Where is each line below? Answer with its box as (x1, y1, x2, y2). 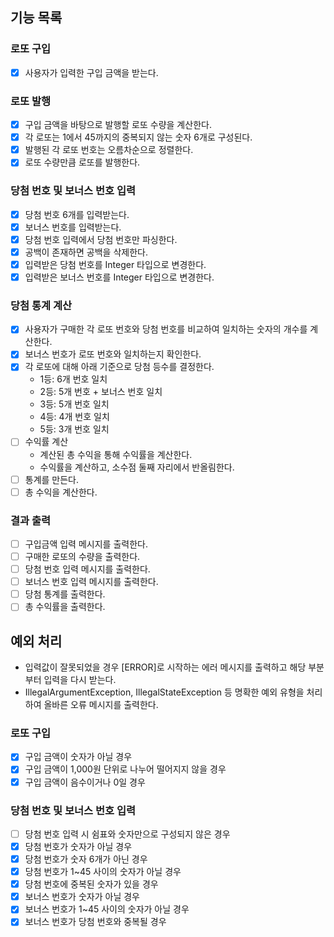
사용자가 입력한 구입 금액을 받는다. (24, 66, 159, 78)
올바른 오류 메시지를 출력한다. (43, 699, 159, 711)
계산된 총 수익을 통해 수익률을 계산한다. (39, 448, 193, 460)
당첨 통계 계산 (10, 298, 73, 312)
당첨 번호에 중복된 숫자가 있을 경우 (24, 878, 159, 890)
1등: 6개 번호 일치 (39, 373, 108, 385)
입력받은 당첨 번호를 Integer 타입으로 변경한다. (24, 258, 207, 270)
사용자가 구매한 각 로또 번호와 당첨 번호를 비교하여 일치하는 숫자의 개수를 (24, 323, 308, 335)
